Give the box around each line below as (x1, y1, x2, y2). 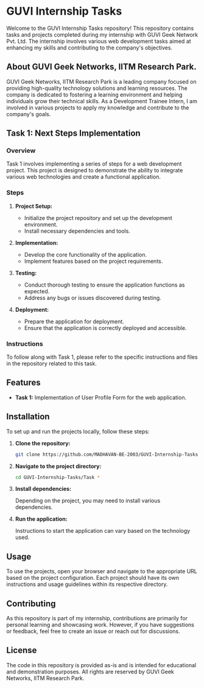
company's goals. (6, 110, 51, 117)
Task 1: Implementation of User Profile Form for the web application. (15, 393, 187, 401)
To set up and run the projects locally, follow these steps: (6, 428, 150, 435)
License (6, 645, 37, 656)
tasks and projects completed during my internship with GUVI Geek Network (6, 31, 199, 38)
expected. (24, 287, 50, 295)
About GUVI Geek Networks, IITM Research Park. (6, 62, 197, 72)
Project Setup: (15, 202, 53, 210)
